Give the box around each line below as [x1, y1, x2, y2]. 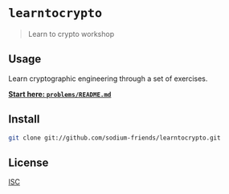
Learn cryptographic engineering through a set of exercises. [8, 74, 208, 83]
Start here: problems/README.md [8, 89, 112, 99]
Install [8, 112, 40, 126]
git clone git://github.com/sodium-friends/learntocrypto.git [8, 134, 221, 142]
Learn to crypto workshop [27, 29, 115, 38]
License [8, 156, 49, 169]
